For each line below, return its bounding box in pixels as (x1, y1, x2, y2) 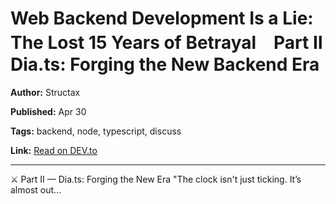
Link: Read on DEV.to (10, 144, 98, 156)
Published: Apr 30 (10, 105, 87, 117)
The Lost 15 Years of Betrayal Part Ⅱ (10, 32, 323, 54)
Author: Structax (10, 86, 81, 98)
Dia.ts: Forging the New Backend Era (10, 53, 320, 76)
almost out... (10, 183, 62, 196)
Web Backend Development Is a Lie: (10, 7, 314, 30)
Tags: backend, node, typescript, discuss (10, 125, 182, 137)
